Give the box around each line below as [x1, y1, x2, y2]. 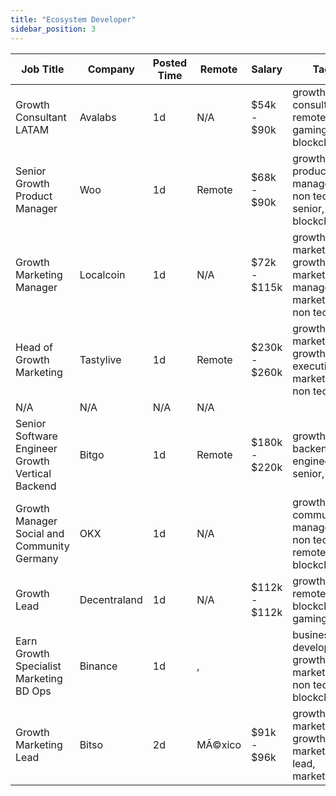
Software [15, 429, 58, 443]
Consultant [15, 110, 67, 124]
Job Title [21, 62, 65, 76]
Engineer [15, 441, 58, 455]
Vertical [15, 466, 52, 480]
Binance [79, 659, 118, 673]
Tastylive [79, 352, 122, 366]
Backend [15, 479, 57, 493]
